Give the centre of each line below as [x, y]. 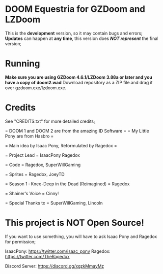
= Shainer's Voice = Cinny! [32, 193]
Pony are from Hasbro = [29, 136]
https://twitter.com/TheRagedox [37, 256]
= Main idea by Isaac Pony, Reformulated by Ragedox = [61, 145]
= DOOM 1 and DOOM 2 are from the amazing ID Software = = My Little [77, 131]
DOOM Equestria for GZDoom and [75, 9]
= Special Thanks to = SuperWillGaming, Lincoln [54, 203]
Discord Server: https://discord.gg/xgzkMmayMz [54, 266]
